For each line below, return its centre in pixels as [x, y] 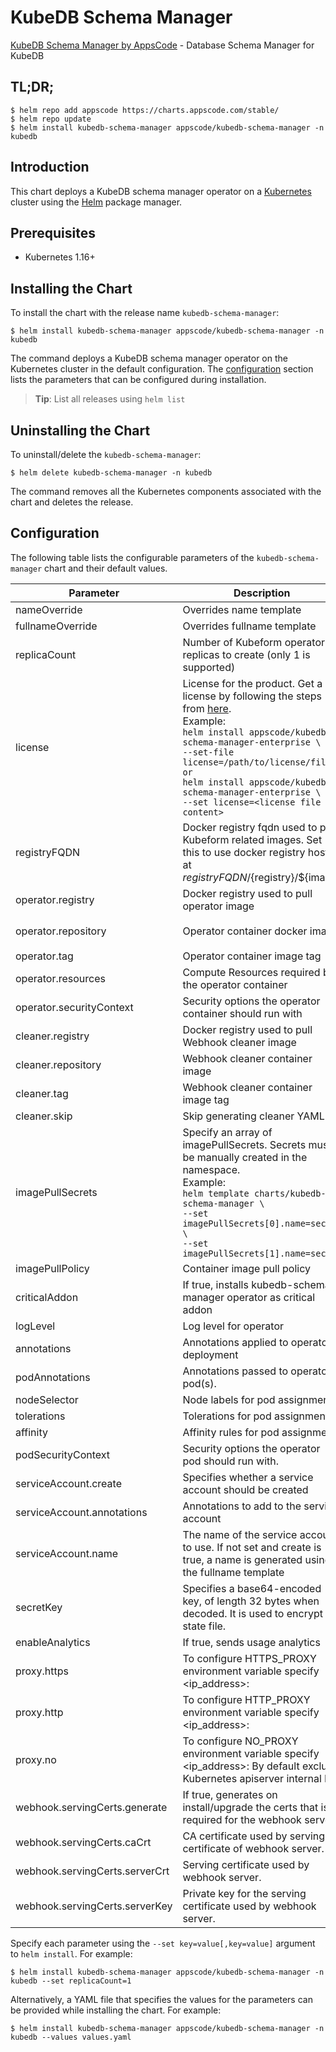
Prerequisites [53, 232]
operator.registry [55, 899]
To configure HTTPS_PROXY [249, 1658]
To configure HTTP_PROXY [246, 1699]
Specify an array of [227, 1132]
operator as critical [271, 1297]
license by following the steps [252, 696]
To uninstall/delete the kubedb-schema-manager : [106, 454]
